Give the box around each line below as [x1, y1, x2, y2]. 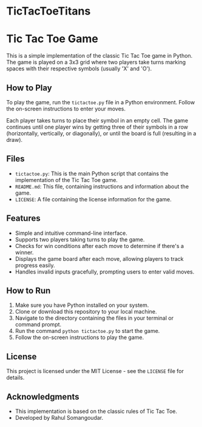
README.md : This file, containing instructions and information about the [15, 183, 189, 190]
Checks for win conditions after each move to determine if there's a [15, 242, 184, 249]
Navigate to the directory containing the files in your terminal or [15, 314, 174, 322]
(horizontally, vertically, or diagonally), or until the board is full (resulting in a [6, 129, 197, 137]
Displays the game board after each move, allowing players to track [15, 255, 184, 262]
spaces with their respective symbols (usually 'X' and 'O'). [6, 65, 152, 72]
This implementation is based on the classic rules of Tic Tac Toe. [15, 408, 178, 415]
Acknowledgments [6, 391, 80, 402]
